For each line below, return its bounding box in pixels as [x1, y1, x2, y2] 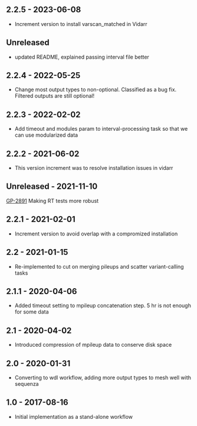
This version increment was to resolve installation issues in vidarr [14, 164, 173, 172]
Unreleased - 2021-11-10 [6, 182, 98, 192]
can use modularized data [14, 131, 78, 138]
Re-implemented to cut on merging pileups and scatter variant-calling [14, 263, 184, 270]
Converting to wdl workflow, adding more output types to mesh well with [14, 374, 192, 381]
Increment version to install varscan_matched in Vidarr [14, 20, 147, 27]
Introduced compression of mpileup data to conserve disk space [14, 341, 172, 348]
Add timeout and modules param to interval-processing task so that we [14, 125, 188, 133]
